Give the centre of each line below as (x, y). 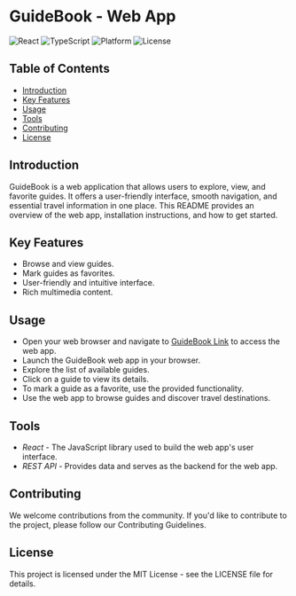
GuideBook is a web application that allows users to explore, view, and (137, 186)
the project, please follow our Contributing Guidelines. (108, 524)
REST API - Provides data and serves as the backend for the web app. (150, 466)
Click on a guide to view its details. (85, 380)
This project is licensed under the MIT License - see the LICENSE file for (141, 574)
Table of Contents (60, 69)
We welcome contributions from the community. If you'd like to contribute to (148, 515)
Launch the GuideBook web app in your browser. (111, 360)
